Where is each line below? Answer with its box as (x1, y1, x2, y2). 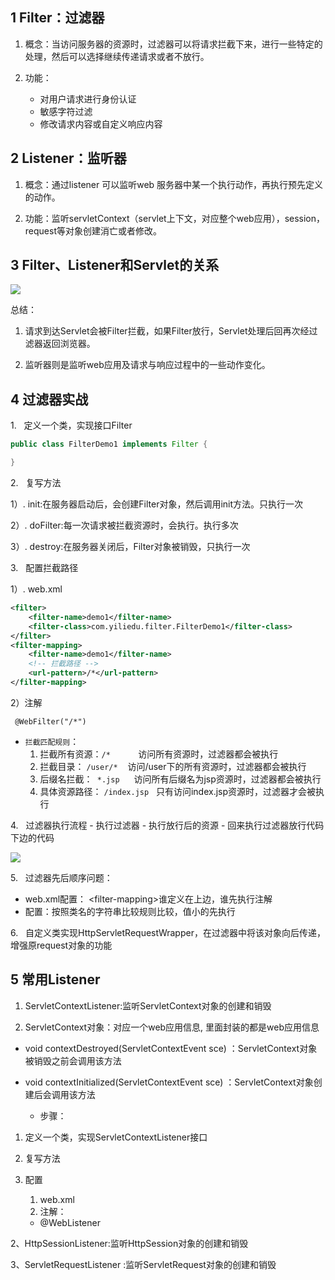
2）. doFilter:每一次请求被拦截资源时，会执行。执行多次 (10, 519, 239, 531)
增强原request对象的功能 (10, 939, 113, 951)
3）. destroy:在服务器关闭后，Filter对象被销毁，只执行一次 (10, 541, 251, 552)
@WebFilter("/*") (14, 716, 87, 727)
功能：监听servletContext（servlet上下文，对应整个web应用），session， (24, 212, 326, 224)
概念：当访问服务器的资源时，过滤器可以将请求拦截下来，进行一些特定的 (24, 38, 323, 50)
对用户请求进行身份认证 (39, 93, 137, 105)
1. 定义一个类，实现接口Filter (10, 419, 133, 432)
